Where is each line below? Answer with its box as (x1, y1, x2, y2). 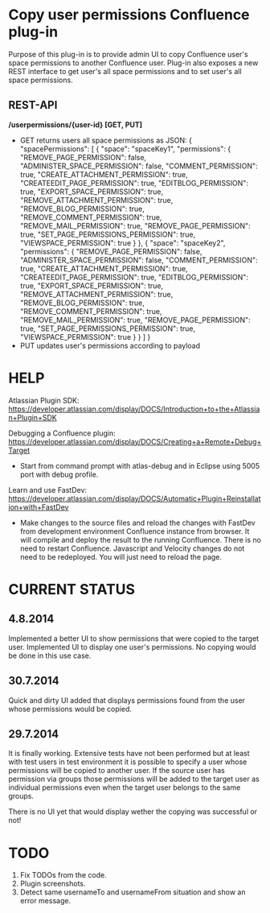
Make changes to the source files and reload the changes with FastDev (19, 518, 256, 527)
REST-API (8, 98, 58, 112)
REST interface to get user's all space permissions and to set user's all (8, 66, 243, 76)
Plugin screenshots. (19, 879, 86, 889)
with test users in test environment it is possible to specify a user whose (8, 757, 247, 766)
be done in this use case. (8, 651, 92, 660)
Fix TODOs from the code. (19, 870, 107, 880)
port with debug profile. (19, 469, 99, 479)
